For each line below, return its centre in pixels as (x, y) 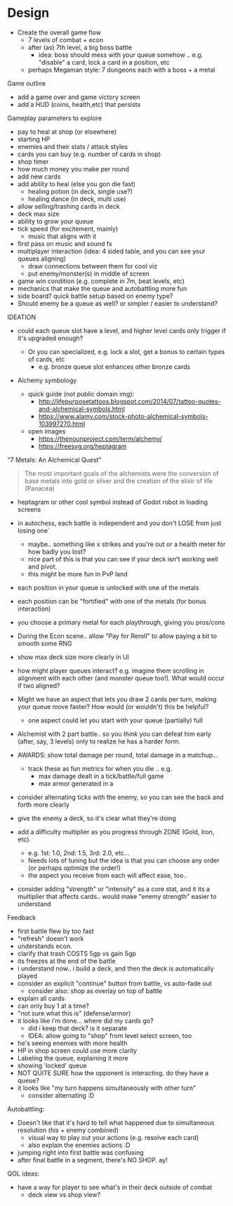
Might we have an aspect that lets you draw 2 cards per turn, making (117, 699)
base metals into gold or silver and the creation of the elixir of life (118, 481)
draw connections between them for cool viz (93, 266)
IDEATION (22, 317)
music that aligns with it (62, 236)
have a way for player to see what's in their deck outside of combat (115, 1187)
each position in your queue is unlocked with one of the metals (108, 588)
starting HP (34, 139)
